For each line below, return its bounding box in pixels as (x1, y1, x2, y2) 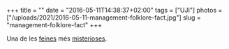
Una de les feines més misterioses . (6, 34, 108, 43)
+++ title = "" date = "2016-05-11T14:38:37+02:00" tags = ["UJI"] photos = (6, 6, 223, 14)
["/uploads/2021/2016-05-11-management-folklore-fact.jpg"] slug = (6, 13, 202, 22)
